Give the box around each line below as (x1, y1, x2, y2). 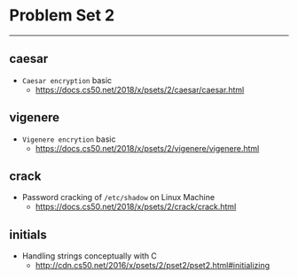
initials (9, 227, 47, 242)
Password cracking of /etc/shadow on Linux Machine (21, 192, 216, 203)
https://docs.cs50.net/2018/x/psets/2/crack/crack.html (35, 201, 237, 213)
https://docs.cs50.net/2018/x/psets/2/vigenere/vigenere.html (35, 143, 260, 153)
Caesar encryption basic (21, 74, 113, 85)
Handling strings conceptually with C (21, 251, 158, 261)
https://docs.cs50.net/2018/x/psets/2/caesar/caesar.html (35, 84, 245, 95)
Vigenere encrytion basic (21, 134, 116, 144)
